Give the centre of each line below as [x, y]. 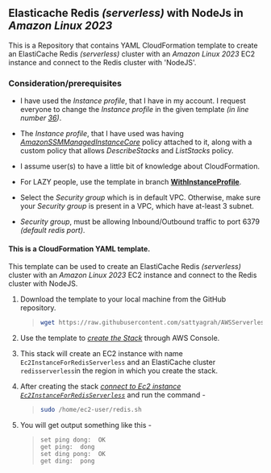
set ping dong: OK [73, 440]
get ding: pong [67, 461]
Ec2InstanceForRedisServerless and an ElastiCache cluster [118, 363]
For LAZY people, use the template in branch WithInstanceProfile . [131, 182]
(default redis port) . [52, 230]
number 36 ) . [41, 118]
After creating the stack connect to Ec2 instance [100, 387]
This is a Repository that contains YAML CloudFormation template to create [133, 45]
